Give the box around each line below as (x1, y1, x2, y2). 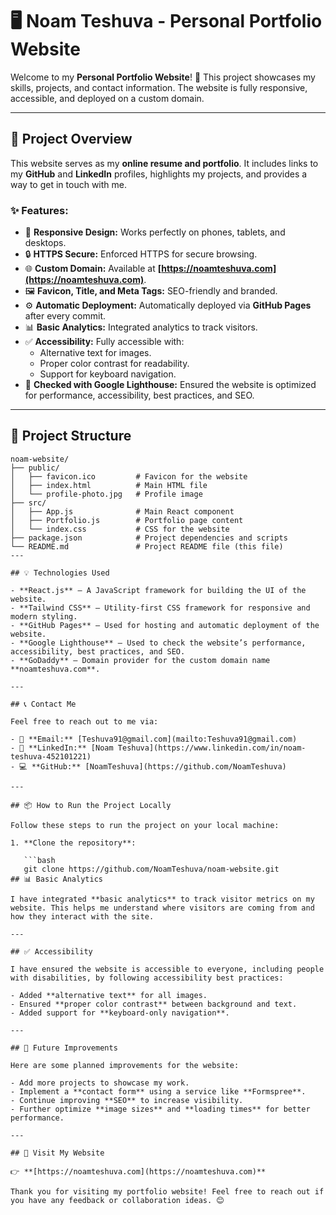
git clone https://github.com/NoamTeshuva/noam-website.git (23, 864, 280, 874)
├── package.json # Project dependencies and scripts (10, 533, 288, 543)
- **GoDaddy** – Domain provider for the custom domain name (10, 655, 271, 665)
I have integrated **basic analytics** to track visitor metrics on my (10, 894, 315, 904)
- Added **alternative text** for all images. (10, 990, 208, 1000)
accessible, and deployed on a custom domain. (10, 92, 205, 104)
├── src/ (10, 498, 47, 508)
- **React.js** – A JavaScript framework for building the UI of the (10, 585, 307, 595)
